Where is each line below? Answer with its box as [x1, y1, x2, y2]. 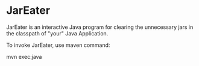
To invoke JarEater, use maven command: [6, 41, 110, 49]
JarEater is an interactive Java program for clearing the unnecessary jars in [6, 23, 194, 31]
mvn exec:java [6, 53, 42, 60]
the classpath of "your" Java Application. [6, 29, 109, 37]
